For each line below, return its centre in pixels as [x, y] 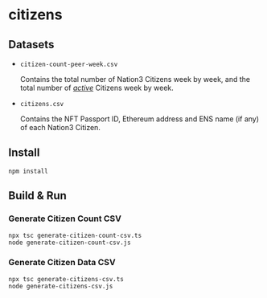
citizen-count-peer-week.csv [69, 64]
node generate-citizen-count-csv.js [70, 243]
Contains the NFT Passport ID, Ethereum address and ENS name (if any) [140, 119]
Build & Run [37, 196]
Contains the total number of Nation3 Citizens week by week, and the [135, 79]
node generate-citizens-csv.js [61, 286]
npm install [28, 171]
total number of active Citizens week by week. [97, 88]
